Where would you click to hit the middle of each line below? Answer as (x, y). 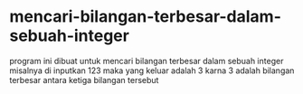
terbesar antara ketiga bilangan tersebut (84, 80)
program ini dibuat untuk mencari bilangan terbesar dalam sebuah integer (147, 61)
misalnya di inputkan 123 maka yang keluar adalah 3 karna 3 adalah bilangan (152, 70)
